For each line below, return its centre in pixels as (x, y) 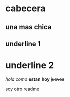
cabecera (25, 9)
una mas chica (28, 27)
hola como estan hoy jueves (35, 79)
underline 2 (30, 66)
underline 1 (23, 44)
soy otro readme (22, 89)
